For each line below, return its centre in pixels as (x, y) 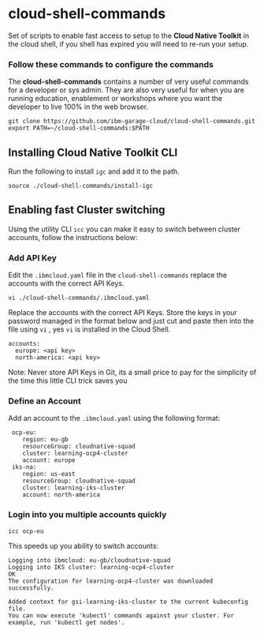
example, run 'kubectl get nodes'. (67, 622)
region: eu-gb (45, 440)
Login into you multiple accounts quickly (87, 515)
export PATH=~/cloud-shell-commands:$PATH (79, 128)
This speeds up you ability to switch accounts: (84, 546)
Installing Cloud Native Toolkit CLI (93, 152)
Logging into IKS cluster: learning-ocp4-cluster (91, 567)
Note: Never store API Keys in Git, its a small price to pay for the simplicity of (132, 373)
